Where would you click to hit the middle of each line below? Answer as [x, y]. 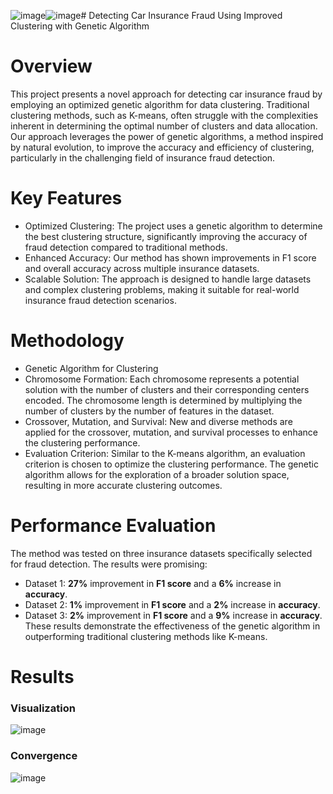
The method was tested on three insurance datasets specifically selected [161, 553]
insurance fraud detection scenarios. [100, 300]
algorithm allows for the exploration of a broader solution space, [157, 474]
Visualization [43, 708]
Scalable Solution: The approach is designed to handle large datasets [168, 279]
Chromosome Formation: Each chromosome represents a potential [162, 379]
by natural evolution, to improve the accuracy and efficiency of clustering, [162, 147]
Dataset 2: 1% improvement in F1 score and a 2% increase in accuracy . [172, 604]
